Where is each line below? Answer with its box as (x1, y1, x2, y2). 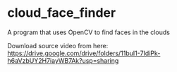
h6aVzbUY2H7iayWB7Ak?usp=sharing (7, 56, 119, 64)
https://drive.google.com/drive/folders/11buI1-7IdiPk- (7, 49, 161, 57)
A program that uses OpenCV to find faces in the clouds (7, 28, 171, 36)
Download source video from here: (7, 41, 109, 50)
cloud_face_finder (7, 5, 116, 21)
